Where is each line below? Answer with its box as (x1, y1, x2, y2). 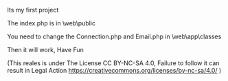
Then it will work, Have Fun (7, 46, 84, 54)
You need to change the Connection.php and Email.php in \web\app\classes (7, 32, 222, 40)
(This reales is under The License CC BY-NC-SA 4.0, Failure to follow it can (7, 59, 220, 67)
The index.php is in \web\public (7, 19, 96, 27)
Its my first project (7, 6, 59, 14)
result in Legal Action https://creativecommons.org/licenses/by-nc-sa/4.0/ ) (7, 67, 222, 74)
